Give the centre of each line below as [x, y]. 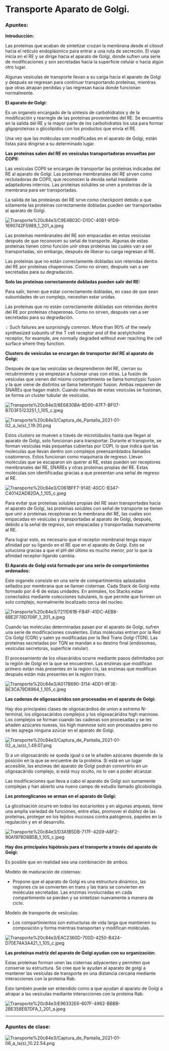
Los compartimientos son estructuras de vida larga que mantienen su [84, 923]
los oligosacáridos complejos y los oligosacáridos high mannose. [92, 714]
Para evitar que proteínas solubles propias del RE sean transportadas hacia [83, 503]
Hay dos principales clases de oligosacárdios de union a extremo [73, 709]
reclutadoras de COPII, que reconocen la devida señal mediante [71, 180]
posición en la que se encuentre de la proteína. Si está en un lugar [74, 761]
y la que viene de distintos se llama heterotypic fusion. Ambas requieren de [83, 385]
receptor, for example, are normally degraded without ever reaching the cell [84, 338]
